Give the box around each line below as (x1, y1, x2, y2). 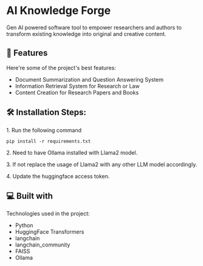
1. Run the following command (6, 126, 82, 134)
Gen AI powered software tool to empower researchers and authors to (6, 24, 182, 31)
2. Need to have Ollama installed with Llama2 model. (6, 149, 138, 156)
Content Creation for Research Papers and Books (15, 89, 139, 96)
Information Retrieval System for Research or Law (15, 82, 140, 89)
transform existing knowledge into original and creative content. (6, 30, 167, 37)
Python (15, 222, 33, 229)
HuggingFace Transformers (15, 228, 84, 236)
